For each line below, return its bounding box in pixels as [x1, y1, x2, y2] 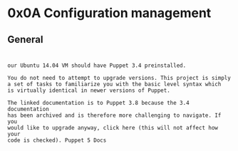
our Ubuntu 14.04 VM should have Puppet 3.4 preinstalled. [7, 62, 187, 69]
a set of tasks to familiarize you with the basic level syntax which [7, 80, 222, 88]
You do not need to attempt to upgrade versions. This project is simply [7, 74, 232, 81]
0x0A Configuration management [7, 5, 212, 21]
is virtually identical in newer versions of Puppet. [7, 87, 171, 94]
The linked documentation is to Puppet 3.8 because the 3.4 [7, 99, 190, 106]
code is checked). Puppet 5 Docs [7, 137, 107, 144]
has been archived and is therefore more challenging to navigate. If [7, 112, 222, 119]
